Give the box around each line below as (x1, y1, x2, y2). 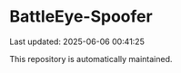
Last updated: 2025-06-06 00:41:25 (9, 36, 146, 47)
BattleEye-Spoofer (9, 6, 153, 27)
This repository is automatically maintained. (9, 53, 173, 64)
